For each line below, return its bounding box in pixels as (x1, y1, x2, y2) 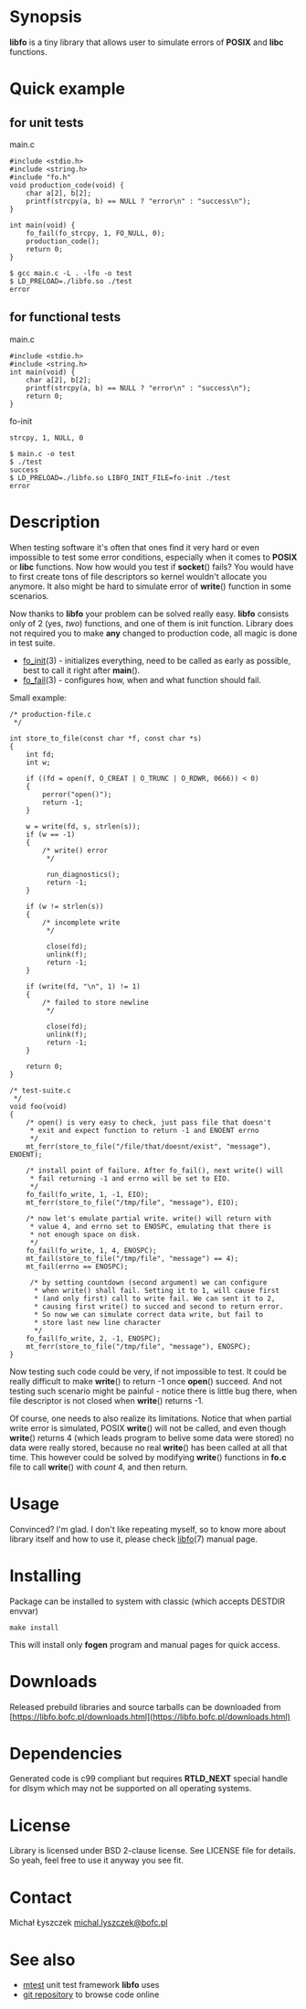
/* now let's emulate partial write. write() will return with (26, 1213, 272, 1223)
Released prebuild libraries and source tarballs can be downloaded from (9, 1701, 281, 1712)
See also (9, 1950, 76, 1970)
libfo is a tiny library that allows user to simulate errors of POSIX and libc (9, 37, 284, 48)
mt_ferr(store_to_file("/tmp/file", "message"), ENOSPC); (26, 1341, 251, 1351)
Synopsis (9, 6, 82, 27)
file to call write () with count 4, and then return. (9, 1461, 188, 1472)
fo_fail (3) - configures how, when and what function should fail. (22, 674, 262, 685)
